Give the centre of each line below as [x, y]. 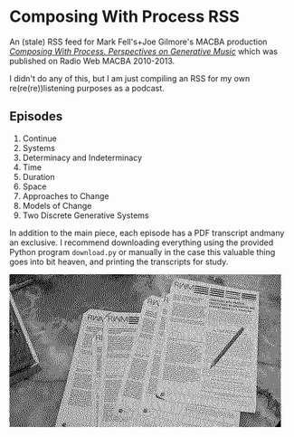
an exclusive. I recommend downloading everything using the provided [142, 242]
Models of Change [57, 205]
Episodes [36, 116]
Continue [39, 138]
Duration [38, 176]
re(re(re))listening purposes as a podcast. [87, 88]
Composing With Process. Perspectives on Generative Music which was [144, 51]
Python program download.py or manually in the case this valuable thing [142, 252]
